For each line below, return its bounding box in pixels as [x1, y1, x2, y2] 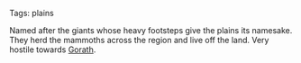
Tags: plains [9, 8, 54, 18]
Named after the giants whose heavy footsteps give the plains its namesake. [9, 25, 293, 35]
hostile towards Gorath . [9, 44, 96, 55]
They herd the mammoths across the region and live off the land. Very [9, 35, 269, 45]
